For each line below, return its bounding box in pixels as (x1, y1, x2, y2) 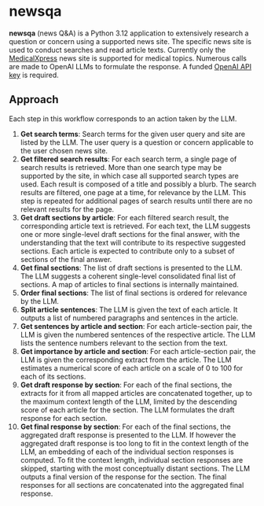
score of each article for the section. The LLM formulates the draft (20, 404, 235, 415)
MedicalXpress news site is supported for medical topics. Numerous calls (9, 54, 247, 63)
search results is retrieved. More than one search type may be (20, 162, 222, 172)
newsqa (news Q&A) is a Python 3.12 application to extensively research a (9, 28, 249, 38)
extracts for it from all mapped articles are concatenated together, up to (20, 388, 252, 397)
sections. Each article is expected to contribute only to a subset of (20, 246, 235, 256)
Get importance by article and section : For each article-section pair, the (20, 346, 256, 356)
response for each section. (20, 413, 108, 423)
